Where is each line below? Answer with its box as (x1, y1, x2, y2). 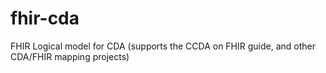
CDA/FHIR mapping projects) (10, 50, 130, 62)
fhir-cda (10, 7, 80, 30)
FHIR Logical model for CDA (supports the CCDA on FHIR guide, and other (10, 40, 317, 52)
